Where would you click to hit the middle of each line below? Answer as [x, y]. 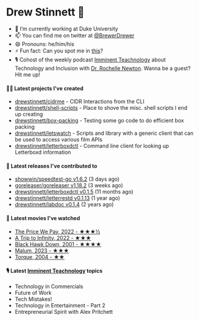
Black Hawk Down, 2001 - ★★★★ [58, 244]
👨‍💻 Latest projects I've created [45, 88]
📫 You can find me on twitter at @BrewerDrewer [75, 35]
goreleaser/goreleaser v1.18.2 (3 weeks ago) [69, 186]
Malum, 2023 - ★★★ [42, 251]
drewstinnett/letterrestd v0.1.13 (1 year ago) [67, 198]
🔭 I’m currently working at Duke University [67, 29]
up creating [29, 114]
